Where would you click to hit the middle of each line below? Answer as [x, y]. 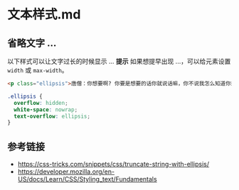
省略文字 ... [32, 43]
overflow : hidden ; [41, 103]
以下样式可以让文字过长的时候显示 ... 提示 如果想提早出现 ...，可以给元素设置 [119, 61]
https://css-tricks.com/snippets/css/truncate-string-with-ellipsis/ [113, 164]
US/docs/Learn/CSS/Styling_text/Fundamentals [87, 179]
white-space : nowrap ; [46, 110]
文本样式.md [44, 15]
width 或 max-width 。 [38, 70]
